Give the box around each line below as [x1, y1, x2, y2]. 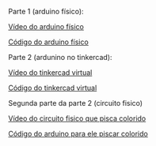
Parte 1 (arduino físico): [8, 7, 85, 16]
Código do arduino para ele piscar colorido [8, 129, 148, 138]
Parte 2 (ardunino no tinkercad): [8, 53, 112, 62]
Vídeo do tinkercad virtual [8, 68, 93, 77]
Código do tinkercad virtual [8, 83, 97, 92]
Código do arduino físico [8, 37, 89, 47]
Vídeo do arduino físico [8, 22, 85, 31]
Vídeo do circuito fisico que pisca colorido [8, 114, 146, 123]
